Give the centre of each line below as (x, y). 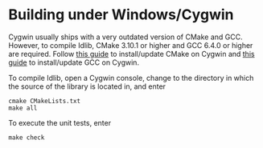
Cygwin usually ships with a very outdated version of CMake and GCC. (125, 37)
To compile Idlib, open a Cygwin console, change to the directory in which (131, 78)
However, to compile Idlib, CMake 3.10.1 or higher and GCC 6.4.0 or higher (131, 45)
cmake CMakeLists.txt (45, 101)
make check (27, 138)
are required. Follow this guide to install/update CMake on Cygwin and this (131, 54)
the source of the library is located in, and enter (87, 86)
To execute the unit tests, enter (60, 122)
